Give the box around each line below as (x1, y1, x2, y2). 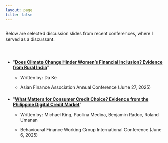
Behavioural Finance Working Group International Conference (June (20, 126, 162, 132)
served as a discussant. (5, 36, 55, 42)
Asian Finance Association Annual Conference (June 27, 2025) (20, 84, 151, 90)
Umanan (20, 117, 38, 123)
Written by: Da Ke (20, 74, 57, 80)
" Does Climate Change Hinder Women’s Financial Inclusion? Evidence (12, 59, 163, 65)
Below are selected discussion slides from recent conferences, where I (5, 30, 153, 37)
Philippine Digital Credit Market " (12, 101, 82, 108)
